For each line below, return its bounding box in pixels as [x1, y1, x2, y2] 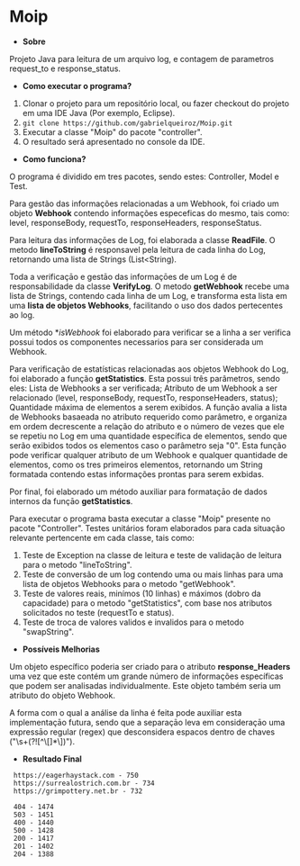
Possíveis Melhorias [22, 644, 101, 654]
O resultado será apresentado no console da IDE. [22, 136, 205, 147]
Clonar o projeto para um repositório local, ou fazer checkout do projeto [22, 97, 290, 109]
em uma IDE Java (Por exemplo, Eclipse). [22, 107, 176, 118]
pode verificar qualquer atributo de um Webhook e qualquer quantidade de [9, 449, 288, 460]
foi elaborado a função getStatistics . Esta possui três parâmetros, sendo [9, 373, 281, 383]
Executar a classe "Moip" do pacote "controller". [22, 126, 203, 137]
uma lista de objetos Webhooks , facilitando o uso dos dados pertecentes [9, 300, 284, 311]
